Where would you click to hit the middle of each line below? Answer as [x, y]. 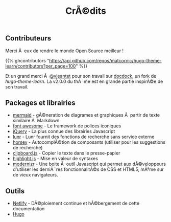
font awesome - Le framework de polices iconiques [67, 126]
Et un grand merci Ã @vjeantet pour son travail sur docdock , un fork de [81, 76]
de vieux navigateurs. [35, 175]
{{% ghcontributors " [27, 60]
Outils [15, 191]
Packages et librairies [40, 103]
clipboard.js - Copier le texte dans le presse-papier [66, 153]
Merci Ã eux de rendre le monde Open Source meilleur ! [65, 51]
